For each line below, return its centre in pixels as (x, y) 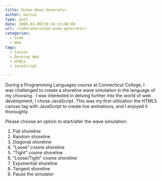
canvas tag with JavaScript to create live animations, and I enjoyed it (76, 106)
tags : (11, 47)
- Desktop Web (24, 57)
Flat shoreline (27, 131)
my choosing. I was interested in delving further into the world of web (78, 96)
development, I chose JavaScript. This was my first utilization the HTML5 (81, 101)
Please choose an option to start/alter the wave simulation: (66, 122)
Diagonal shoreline (32, 142)
